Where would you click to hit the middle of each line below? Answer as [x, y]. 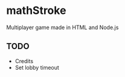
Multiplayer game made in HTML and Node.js [62, 27]
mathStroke [36, 11]
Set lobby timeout [37, 67]
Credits [24, 61]
